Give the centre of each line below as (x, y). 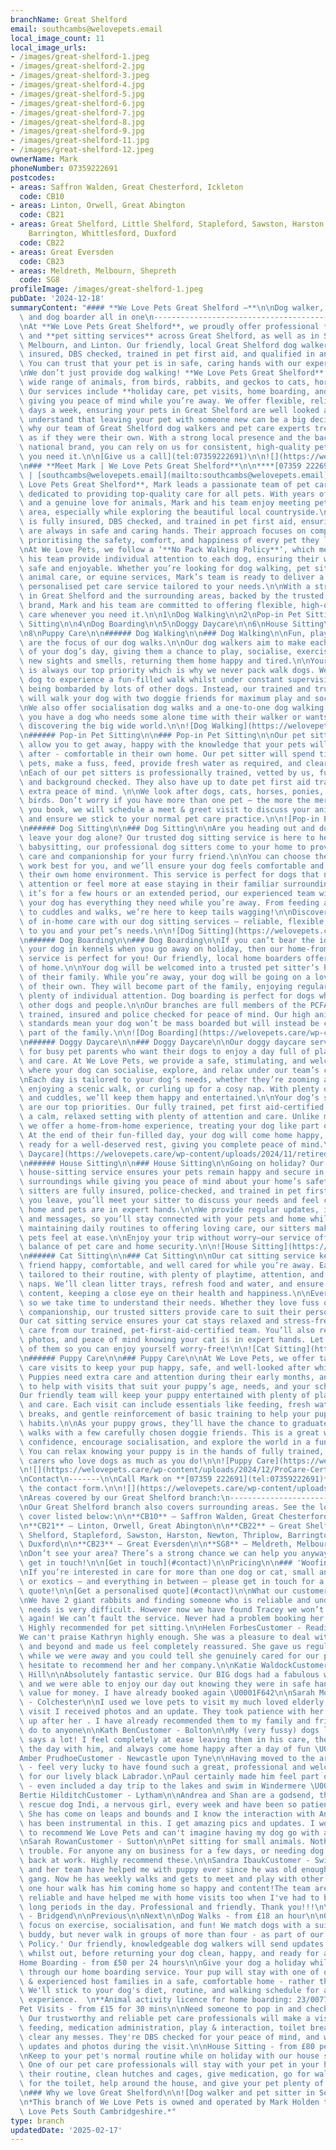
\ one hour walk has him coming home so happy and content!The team (165, 1888)
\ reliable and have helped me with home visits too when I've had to (169, 1897)
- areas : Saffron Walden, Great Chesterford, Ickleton (127, 187)
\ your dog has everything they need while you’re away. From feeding (169, 903)
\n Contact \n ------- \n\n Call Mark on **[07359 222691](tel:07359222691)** (176, 1479)
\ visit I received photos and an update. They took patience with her (172, 1712)
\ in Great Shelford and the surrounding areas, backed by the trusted (172, 596)
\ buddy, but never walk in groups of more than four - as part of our (172, 1935)
